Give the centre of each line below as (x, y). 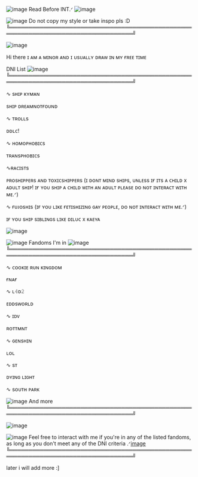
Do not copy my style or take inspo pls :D (80, 21)
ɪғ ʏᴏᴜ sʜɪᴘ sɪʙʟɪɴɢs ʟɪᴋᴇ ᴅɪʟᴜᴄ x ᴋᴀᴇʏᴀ (53, 219)
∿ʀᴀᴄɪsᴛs (18, 168)
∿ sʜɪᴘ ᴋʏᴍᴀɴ (23, 94)
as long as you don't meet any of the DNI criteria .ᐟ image (76, 443)
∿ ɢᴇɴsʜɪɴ (19, 341)
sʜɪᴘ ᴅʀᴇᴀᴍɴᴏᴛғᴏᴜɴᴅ (32, 106)
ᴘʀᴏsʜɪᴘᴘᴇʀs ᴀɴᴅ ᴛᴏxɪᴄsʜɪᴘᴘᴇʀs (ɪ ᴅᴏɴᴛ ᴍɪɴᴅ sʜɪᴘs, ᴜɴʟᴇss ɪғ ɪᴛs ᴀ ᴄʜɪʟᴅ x (97, 180)
